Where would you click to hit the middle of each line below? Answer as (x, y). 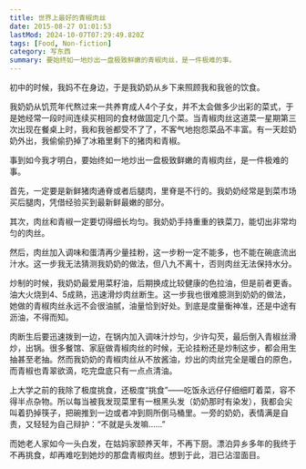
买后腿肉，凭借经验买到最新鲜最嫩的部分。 (89, 202)
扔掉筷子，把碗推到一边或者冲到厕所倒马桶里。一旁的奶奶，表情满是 (153, 413)
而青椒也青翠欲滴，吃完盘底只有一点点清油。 (93, 371)
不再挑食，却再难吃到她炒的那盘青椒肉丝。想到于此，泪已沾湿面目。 (137, 455)
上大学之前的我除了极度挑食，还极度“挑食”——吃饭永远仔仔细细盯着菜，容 (149, 390)
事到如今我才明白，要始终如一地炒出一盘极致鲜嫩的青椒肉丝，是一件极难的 (149, 160)
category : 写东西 (40, 52)
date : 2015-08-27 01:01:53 (61, 26)
